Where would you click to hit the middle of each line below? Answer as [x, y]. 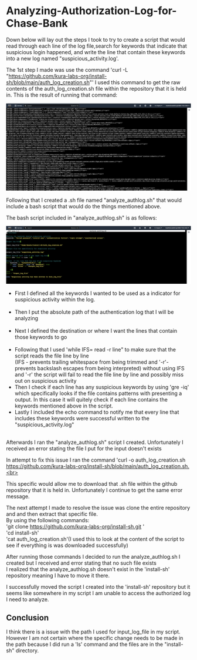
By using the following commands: [48, 520]
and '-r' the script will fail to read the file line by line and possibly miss [99, 374]
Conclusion [28, 618]
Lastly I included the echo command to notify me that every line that [97, 412]
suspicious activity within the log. [55, 299]
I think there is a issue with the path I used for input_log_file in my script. [93, 632]
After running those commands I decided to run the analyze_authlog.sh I [93, 556]
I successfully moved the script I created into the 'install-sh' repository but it [98, 586]
